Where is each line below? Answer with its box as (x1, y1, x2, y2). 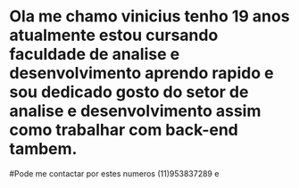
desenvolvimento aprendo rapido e (9, 63, 274, 84)
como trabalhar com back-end (9, 120, 238, 140)
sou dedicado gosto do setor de (9, 82, 249, 102)
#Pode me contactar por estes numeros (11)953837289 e (9, 168, 220, 179)
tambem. (9, 139, 78, 159)
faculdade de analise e (9, 45, 180, 64)
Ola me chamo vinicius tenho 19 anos (9, 6, 290, 27)
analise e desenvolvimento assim (9, 101, 262, 121)
